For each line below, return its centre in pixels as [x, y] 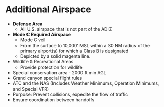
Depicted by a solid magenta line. [55, 56]
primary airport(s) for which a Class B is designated [74, 51]
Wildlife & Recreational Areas [43, 61]
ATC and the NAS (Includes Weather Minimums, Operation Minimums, [86, 83]
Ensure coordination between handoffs [53, 100]
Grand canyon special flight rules [47, 78]
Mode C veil [33, 40]
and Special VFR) [31, 89]
